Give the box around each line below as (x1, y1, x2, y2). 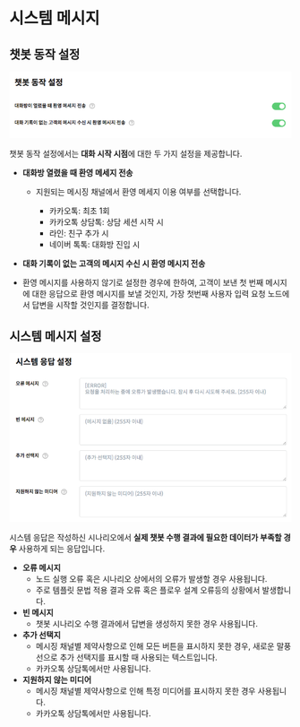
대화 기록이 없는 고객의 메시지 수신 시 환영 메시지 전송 (21, 258, 206, 269)
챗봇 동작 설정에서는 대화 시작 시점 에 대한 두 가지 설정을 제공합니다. (9, 149, 243, 160)
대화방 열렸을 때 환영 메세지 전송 (21, 168, 133, 178)
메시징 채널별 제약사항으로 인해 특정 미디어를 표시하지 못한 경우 (35, 685, 256, 696)
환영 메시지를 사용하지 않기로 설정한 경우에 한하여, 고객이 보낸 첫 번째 (21, 277, 264, 288)
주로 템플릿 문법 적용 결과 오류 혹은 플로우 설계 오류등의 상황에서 (35, 584, 261, 595)
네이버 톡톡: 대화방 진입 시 (48, 239, 141, 250)
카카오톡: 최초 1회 (48, 205, 110, 216)
